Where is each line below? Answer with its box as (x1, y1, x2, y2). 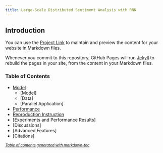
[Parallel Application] (20, 100, 64, 106)
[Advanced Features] (12, 127, 57, 133)
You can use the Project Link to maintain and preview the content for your (5, 40, 158, 46)
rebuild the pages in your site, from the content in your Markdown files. (5, 60, 153, 66)
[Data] (20, 95, 34, 101)
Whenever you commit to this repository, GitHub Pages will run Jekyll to (5, 55, 155, 61)
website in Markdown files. (5, 45, 62, 51)
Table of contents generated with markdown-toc (5, 142, 90, 147)
